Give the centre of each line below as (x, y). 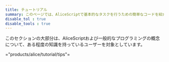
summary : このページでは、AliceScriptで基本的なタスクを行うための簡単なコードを (82, 14)
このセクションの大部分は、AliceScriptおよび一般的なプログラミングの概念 (82, 38)
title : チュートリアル (26, 10)
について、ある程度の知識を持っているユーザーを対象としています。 (75, 45)
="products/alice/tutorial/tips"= (38, 55)
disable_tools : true (28, 24)
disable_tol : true (26, 19)
